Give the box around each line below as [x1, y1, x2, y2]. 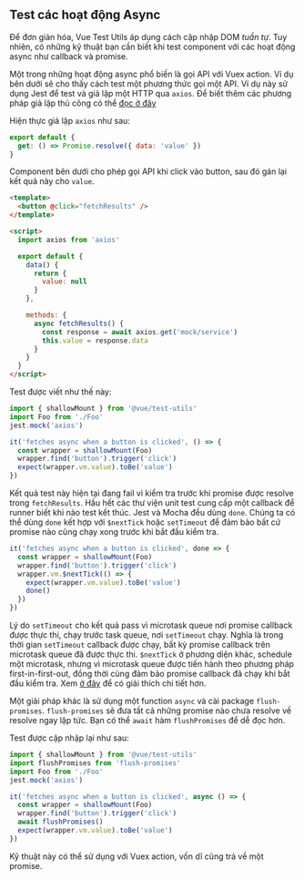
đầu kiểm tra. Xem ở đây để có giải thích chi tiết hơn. [9, 678, 207, 689]
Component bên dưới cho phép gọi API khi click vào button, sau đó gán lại [9, 166, 288, 177]
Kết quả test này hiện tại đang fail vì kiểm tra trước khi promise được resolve [9, 487, 294, 499]
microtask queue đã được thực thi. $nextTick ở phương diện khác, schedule [9, 649, 293, 660]
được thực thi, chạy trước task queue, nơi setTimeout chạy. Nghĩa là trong [9, 629, 284, 640]
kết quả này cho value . [9, 176, 95, 187]
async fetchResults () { [33, 319, 125, 328]
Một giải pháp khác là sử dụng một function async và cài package [9, 696, 255, 707]
